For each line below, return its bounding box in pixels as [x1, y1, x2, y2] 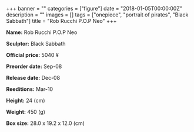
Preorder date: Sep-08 [6, 63, 62, 70]
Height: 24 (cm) [6, 97, 45, 104]
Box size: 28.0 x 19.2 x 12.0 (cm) [6, 120, 85, 127]
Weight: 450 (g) [6, 109, 46, 115]
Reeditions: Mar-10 [6, 86, 53, 93]
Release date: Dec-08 [6, 75, 61, 81]
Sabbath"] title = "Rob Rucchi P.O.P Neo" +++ [6, 18, 117, 24]
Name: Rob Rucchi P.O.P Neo [6, 29, 78, 36]
